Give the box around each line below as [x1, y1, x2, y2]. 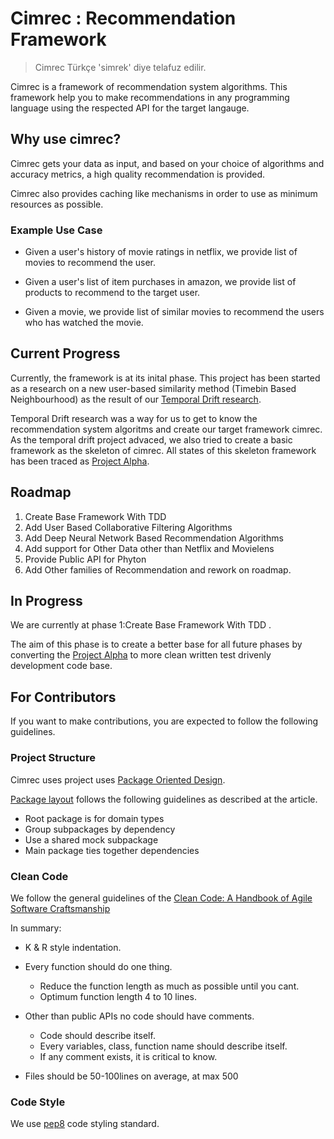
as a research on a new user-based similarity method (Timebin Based [10, 382, 297, 394]
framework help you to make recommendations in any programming [10, 91, 290, 103]
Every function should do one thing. [24, 960, 173, 972]
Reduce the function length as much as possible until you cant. [39, 980, 300, 992]
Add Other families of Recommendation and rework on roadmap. [24, 563, 292, 576]
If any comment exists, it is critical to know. [39, 1050, 218, 1062]
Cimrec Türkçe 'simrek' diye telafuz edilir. [34, 61, 207, 73]
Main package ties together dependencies [24, 844, 200, 856]
